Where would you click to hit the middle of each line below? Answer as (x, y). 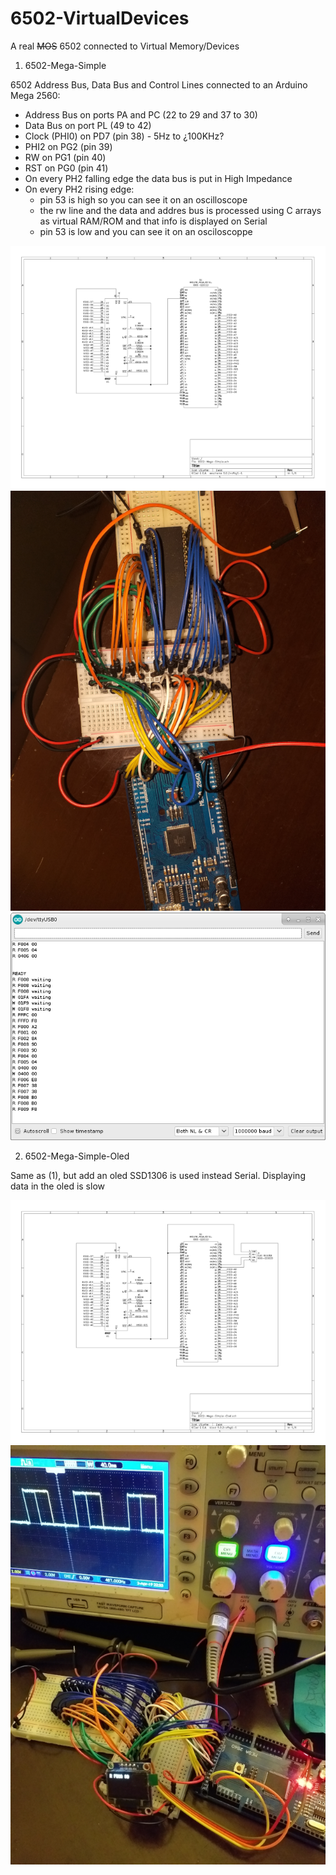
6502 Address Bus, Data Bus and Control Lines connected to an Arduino (159, 84)
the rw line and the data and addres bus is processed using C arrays (180, 210)
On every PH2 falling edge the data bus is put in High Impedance (158, 178)
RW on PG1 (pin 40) (65, 157)
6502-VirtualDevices (100, 18)
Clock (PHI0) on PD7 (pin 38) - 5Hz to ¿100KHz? (124, 136)
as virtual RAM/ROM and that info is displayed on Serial (153, 221)
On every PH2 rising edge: (79, 189)
